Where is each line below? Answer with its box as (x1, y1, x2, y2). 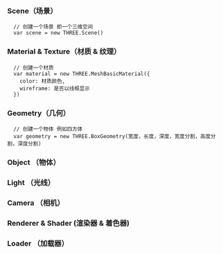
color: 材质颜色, (19, 77, 66, 84)
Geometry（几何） (7, 108, 71, 118)
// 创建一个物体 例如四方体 (13, 126, 83, 133)
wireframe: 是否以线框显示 (19, 85, 90, 92)
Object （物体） (7, 157, 61, 167)
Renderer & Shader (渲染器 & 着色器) (7, 218, 130, 228)
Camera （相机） (7, 198, 64, 208)
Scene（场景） (7, 6, 57, 15)
